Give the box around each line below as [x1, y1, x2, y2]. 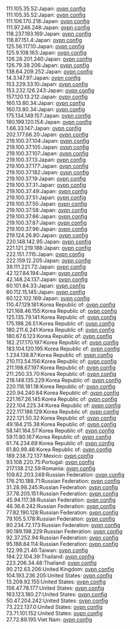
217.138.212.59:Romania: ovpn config [6, 465, 96, 472]
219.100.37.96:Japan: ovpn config [6, 225, 87, 232]
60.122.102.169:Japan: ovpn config [6, 295, 90, 302]
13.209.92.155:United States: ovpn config [6, 578, 106, 585]
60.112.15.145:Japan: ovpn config [6, 289, 86, 295]
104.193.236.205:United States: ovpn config [6, 572, 113, 579]
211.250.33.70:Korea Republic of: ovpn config [6, 371, 116, 377]
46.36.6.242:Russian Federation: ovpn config [6, 503, 116, 509]
